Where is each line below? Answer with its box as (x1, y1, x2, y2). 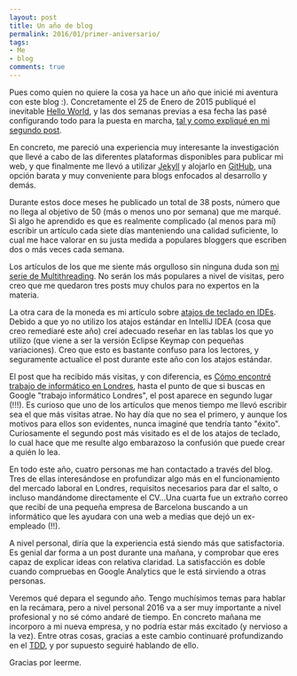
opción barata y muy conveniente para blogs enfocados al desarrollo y (9, 170, 268, 180)
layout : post (9, 12, 58, 22)
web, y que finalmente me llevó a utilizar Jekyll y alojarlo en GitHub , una (9, 161, 272, 171)
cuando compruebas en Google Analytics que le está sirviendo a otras (9, 566, 267, 577)
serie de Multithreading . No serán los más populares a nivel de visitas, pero (9, 270, 285, 281)
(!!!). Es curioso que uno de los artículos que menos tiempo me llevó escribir (9, 399, 287, 410)
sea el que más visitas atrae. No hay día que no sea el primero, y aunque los (9, 409, 288, 419)
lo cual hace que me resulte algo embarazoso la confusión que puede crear (9, 437, 285, 448)
